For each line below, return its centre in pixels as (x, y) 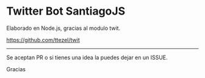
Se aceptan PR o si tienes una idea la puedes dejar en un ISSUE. (87, 57)
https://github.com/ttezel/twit (43, 40)
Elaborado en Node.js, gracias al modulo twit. (63, 28)
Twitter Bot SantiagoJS (66, 11)
